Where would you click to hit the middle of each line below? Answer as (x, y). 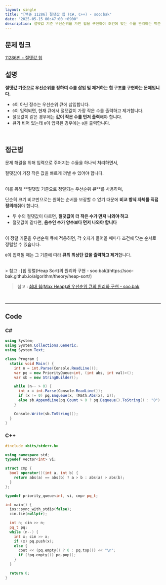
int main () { (19, 505)
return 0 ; (20, 573)
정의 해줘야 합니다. (22, 206)
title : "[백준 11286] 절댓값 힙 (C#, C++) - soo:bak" (59, 14)
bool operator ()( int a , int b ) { (44, 473)
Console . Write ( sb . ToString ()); (46, 414)
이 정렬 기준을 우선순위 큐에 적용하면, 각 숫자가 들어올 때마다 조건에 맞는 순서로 (81, 238)
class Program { (22, 359)
